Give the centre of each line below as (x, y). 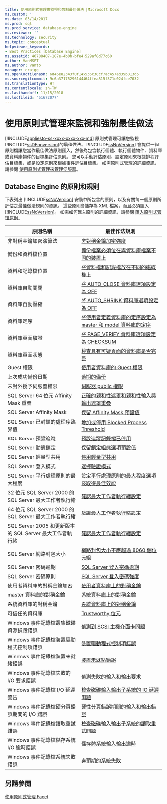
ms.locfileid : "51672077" (32, 97)
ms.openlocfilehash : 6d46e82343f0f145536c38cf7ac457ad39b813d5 (72, 74)
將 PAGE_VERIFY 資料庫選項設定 (119, 334)
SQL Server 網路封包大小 (37, 554)
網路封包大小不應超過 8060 (113, 550)
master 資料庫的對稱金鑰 (37, 595)
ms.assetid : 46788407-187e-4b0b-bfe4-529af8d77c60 (59, 56)
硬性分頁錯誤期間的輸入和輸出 (116, 707)
